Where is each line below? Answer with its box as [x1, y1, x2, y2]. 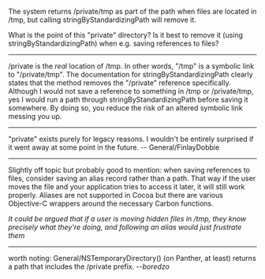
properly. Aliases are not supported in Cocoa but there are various [8, 191, 223, 199]
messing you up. [8, 112, 62, 121]
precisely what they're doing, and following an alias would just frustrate [8, 222, 242, 232]
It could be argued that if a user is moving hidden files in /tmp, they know [8, 214, 247, 223]
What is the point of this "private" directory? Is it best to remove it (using [8, 31, 243, 39]
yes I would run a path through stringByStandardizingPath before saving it [8, 95, 248, 104]
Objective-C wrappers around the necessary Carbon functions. [8, 199, 215, 208]
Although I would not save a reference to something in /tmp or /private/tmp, [8, 87, 254, 95]
